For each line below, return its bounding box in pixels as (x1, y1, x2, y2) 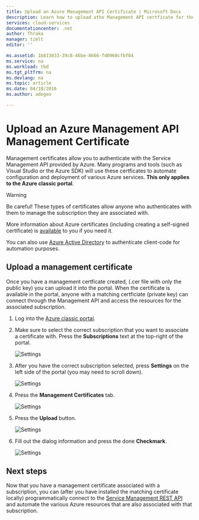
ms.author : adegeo (6, 92, 52, 98)
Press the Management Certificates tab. (14, 391, 115, 399)
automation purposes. (6, 245, 60, 252)
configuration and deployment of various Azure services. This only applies (6, 173, 190, 180)
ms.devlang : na (6, 75, 44, 81)
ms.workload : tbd (6, 64, 49, 70)
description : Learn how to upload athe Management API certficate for (6, 14, 184, 20)
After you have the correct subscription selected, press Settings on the (14, 362, 190, 369)
